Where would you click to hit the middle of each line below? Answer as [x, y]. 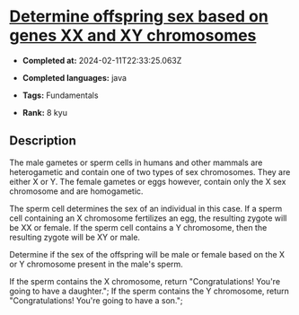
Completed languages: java [75, 77]
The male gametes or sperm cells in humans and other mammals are [136, 162]
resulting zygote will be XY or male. [75, 237]
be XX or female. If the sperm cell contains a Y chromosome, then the [138, 227]
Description [43, 141]
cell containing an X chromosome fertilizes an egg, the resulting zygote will [148, 218]
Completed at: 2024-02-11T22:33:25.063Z [102, 60]
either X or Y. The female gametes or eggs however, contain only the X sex [148, 181]
